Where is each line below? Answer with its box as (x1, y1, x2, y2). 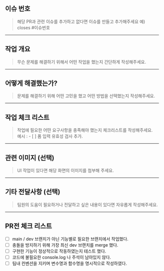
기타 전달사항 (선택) (5, 188, 61, 196)
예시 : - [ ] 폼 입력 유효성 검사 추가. (17, 134, 83, 139)
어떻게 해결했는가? (5, 79, 58, 88)
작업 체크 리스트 (5, 113, 50, 121)
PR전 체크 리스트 (5, 222, 52, 230)
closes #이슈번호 (17, 24, 50, 30)
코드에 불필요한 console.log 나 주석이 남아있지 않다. (12, 254, 111, 260)
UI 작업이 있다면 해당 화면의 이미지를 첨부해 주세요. (17, 168, 114, 174)
